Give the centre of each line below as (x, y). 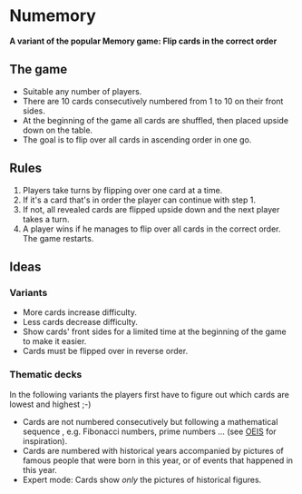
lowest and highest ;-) (50, 404)
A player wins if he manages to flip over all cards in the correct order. (151, 229)
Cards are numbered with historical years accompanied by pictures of (153, 450)
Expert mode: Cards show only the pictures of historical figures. (142, 479)
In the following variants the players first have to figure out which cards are (150, 394)
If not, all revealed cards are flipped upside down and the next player (151, 209)
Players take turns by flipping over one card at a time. (122, 190)
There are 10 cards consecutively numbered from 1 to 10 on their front (153, 101)
